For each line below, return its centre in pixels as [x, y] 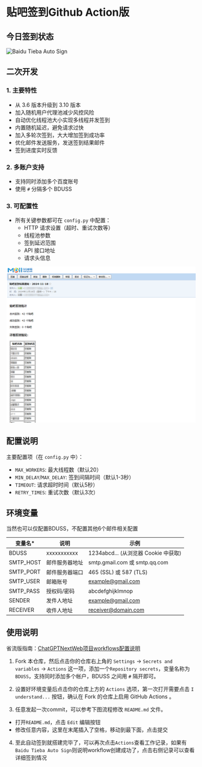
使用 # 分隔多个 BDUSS [43, 189]
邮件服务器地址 [65, 563]
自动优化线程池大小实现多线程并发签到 [62, 120]
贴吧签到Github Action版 [68, 12]
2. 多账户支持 [25, 167]
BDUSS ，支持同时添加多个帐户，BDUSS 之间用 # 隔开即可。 [87, 676]
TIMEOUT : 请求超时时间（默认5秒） [57, 485]
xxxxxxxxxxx [62, 553]
